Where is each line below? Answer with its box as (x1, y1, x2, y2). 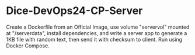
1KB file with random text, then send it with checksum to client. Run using (6, 36, 183, 43)
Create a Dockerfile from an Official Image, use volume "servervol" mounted (6, 23, 190, 30)
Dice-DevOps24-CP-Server (6, 4, 143, 18)
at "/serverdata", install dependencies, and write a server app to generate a (6, 29, 187, 36)
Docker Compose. (6, 42, 50, 49)
